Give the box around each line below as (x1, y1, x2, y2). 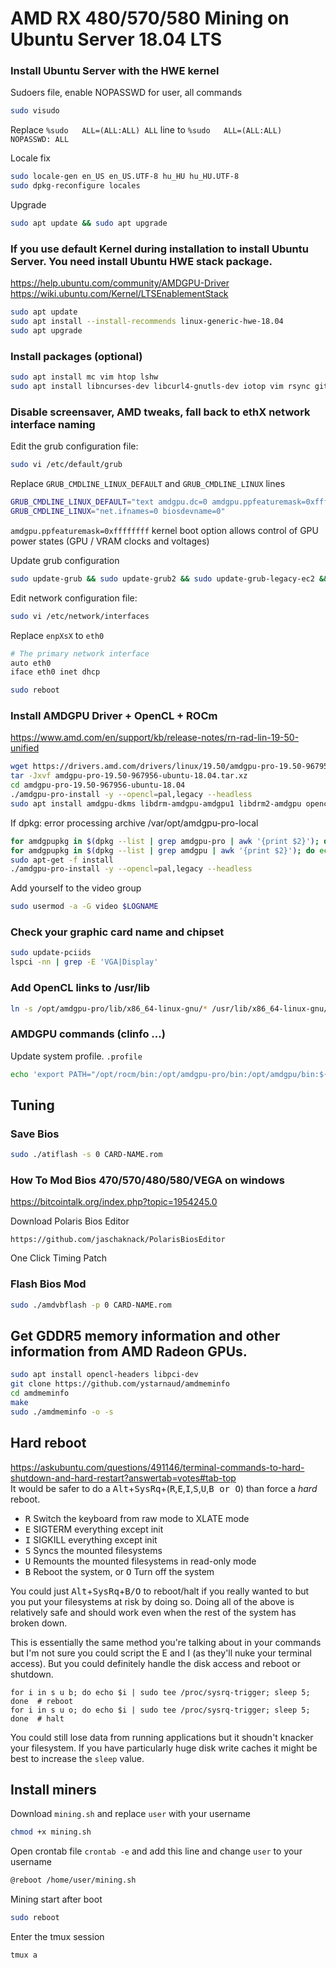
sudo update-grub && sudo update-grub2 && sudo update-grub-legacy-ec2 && (10, 573, 329, 584)
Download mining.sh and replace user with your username (10, 1808, 251, 1820)
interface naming (10, 417, 96, 431)
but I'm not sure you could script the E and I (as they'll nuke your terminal (10, 1647, 312, 1659)
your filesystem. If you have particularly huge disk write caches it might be (10, 1742, 318, 1754)
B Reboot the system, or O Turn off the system (24, 1565, 215, 1577)
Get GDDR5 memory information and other (10, 1327, 281, 1344)
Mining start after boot (10, 1893, 103, 1906)
